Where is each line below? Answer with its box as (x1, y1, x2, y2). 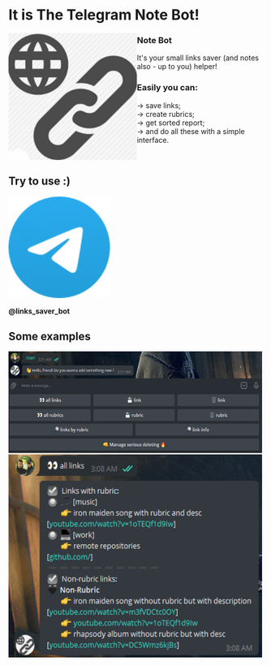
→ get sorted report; (136, 118, 205, 128)
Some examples (8, 329, 92, 343)
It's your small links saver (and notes (136, 53, 260, 63)
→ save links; (136, 100, 181, 110)
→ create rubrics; (136, 109, 195, 119)
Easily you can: (136, 82, 199, 93)
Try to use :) (8, 175, 71, 188)
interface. (136, 135, 169, 145)
